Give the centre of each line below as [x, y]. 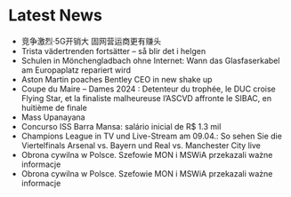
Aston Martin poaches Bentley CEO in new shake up [117, 79]
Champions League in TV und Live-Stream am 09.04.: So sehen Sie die [151, 136]
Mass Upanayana [53, 117]
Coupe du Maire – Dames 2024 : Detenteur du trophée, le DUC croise [149, 89]
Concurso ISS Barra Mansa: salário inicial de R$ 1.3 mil [121, 126]
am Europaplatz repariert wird [76, 70]
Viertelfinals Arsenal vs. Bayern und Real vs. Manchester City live [141, 145]
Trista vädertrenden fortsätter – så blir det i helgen [113, 51]
